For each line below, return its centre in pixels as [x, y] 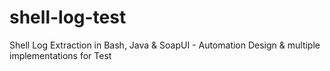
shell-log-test [68, 17]
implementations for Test [60, 55]
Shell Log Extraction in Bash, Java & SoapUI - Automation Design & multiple [165, 45]
